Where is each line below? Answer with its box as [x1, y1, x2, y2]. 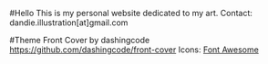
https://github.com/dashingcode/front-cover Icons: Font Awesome [9, 44, 260, 55]
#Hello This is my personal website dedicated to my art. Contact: [9, 8, 253, 18]
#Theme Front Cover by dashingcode [9, 35, 150, 45]
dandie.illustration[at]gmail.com [9, 17, 129, 28]
